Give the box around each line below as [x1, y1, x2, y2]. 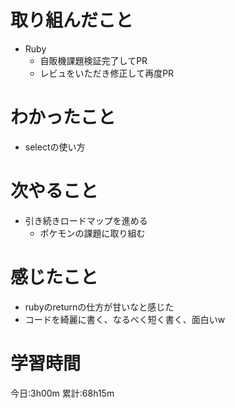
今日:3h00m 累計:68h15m [10, 387, 115, 399]
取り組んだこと [10, 9, 134, 32]
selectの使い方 [24, 141, 86, 153]
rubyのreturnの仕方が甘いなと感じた [24, 301, 175, 313]
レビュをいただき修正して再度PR [39, 67, 175, 79]
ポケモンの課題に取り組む [39, 227, 146, 239]
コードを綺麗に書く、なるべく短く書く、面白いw [24, 313, 226, 325]
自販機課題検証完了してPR [39, 54, 148, 66]
